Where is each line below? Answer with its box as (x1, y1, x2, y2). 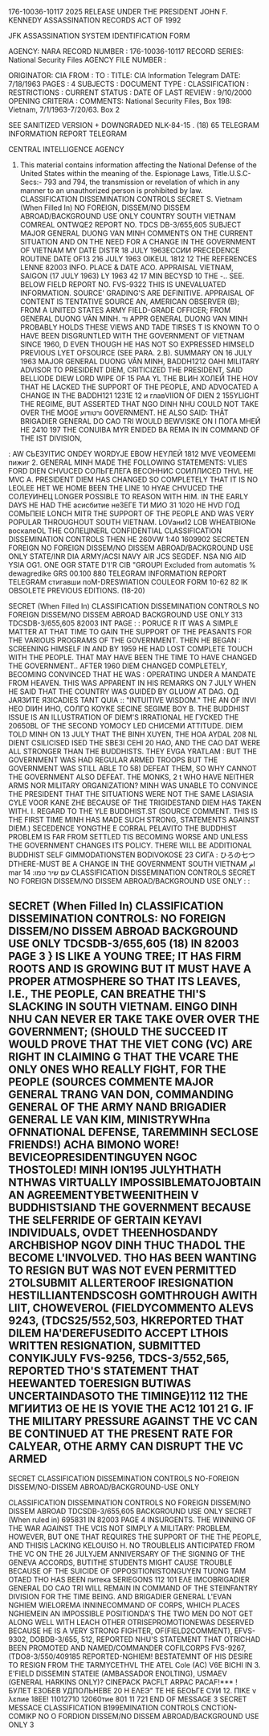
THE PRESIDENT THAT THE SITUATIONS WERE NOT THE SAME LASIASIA (8, 790, 255, 798)
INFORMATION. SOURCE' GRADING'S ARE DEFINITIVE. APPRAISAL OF (19, 289, 255, 298)
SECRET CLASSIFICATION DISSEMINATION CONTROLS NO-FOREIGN (8, 1473, 239, 1483)
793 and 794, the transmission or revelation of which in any (43, 177, 240, 187)
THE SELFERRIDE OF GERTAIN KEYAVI (8, 1213, 202, 1227)
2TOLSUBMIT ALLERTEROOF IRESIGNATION (8, 1276, 234, 1290)
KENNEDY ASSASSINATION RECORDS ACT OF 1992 (8, 15, 181, 25)
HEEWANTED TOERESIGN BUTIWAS (8, 1377, 191, 1390)
